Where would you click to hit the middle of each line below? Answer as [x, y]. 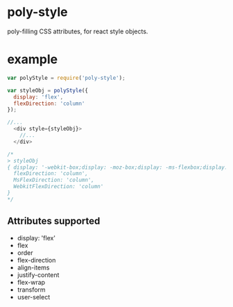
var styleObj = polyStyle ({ [48, 90]
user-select [34, 297]
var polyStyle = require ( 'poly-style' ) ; [67, 78]
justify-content [38, 274]
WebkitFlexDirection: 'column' [59, 187]
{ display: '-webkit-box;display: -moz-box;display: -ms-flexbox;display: [118, 167]
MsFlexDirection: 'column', [54, 180]
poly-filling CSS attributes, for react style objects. [78, 31]
